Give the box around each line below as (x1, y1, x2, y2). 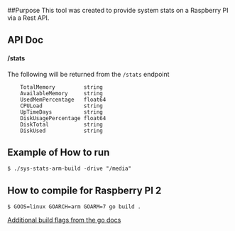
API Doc (7, 34, 44, 46)
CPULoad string (20, 102, 103, 109)
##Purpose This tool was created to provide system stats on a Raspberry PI (7, 6, 229, 14)
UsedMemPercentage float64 (20, 96, 106, 103)
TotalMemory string (20, 83, 103, 91)
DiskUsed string (20, 127, 103, 134)
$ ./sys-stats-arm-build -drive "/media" (7, 165, 132, 173)
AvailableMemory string (20, 90, 103, 97)
